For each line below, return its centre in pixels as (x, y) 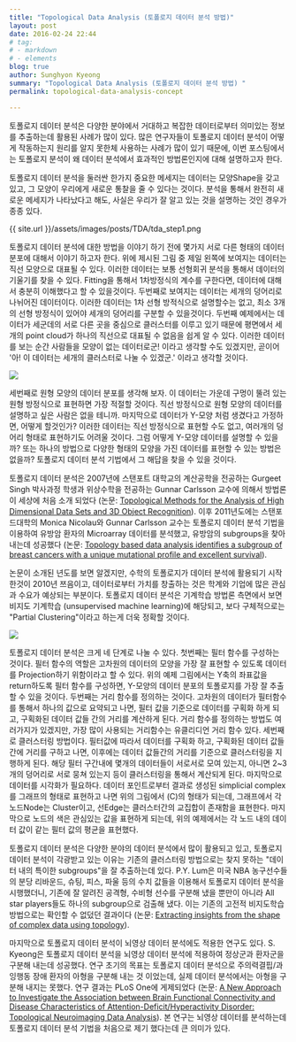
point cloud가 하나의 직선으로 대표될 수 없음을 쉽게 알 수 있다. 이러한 (144, 335)
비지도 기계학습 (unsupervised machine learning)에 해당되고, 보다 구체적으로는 (147, 606)
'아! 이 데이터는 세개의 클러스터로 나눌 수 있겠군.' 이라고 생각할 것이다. (129, 357)
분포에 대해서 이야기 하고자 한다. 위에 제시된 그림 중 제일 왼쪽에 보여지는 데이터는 (148, 258)
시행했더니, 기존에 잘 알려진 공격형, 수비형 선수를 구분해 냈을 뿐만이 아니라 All (142, 892)
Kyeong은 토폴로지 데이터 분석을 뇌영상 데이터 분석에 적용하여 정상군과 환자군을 (147, 953)
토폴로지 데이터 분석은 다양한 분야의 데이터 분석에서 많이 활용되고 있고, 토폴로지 (146, 848)
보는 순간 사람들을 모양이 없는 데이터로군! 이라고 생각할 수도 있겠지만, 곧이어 (149, 346)
